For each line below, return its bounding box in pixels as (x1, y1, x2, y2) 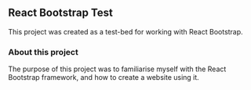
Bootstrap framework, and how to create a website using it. (8, 73, 200, 82)
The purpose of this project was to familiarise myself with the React (8, 64, 227, 74)
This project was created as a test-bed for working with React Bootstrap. (8, 27, 243, 36)
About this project (8, 46, 78, 57)
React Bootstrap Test (8, 6, 114, 20)
